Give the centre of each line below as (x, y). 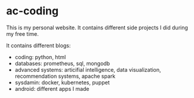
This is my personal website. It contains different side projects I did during (97, 27)
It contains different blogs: (39, 45)
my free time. (22, 33)
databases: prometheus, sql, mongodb (62, 63)
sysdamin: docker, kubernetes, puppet (62, 82)
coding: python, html (40, 57)
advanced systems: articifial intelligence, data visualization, (88, 69)
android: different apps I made (52, 88)
